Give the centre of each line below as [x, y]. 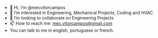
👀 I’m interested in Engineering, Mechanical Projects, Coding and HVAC [81, 13]
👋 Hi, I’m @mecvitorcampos [38, 8]
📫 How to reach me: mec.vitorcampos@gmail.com [61, 23]
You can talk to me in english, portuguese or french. [62, 30]
